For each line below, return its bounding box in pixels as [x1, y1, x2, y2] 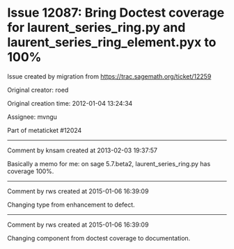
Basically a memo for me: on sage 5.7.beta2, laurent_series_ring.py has [7, 159, 211, 168]
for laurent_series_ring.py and [7, 19, 186, 35]
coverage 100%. [7, 167, 54, 175]
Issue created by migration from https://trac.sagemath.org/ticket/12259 [7, 72, 212, 81]
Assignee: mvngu [7, 113, 58, 121]
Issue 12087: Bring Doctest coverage [7, 5, 225, 21]
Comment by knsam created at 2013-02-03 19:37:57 [7, 146, 158, 154]
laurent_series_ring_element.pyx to [7, 35, 217, 50]
